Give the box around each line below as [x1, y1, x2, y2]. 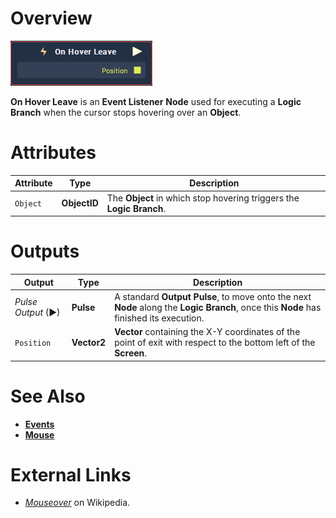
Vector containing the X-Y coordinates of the [114, 326, 301, 338]
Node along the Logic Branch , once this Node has [114, 301, 322, 313]
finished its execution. [114, 312, 205, 324]
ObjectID [61, 197, 99, 209]
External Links [10, 463, 132, 486]
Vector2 [71, 337, 107, 349]
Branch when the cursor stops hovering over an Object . [10, 106, 242, 118]
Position [14, 338, 52, 349]
